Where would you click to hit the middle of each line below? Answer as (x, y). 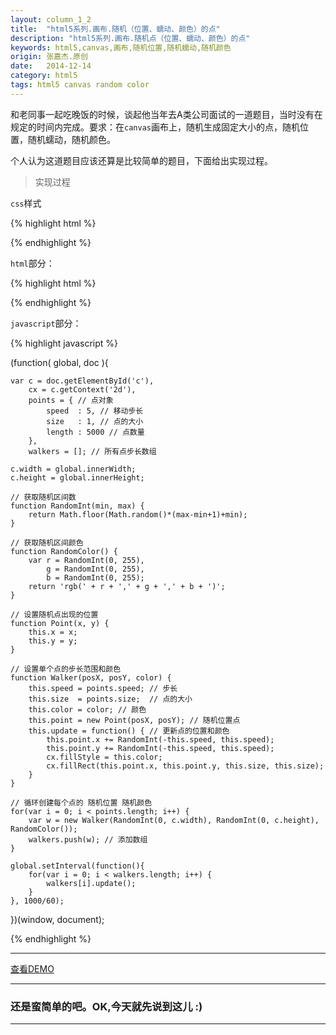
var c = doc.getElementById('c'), (82, 381)
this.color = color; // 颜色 (87, 709)
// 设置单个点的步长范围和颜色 (66, 669)
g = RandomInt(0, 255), (95, 569)
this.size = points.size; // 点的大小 (110, 699)
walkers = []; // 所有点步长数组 (92, 451)
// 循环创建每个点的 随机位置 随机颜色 (81, 802)
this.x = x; (53, 632)
